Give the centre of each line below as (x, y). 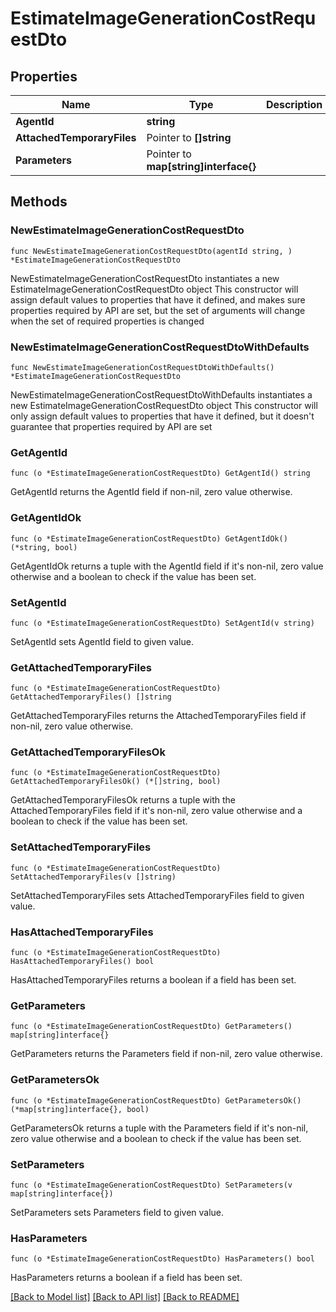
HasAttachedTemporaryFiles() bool (82, 962)
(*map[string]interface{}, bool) (80, 1109)
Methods (39, 202)
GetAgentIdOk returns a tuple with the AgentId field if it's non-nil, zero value (167, 566)
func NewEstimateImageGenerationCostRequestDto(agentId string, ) (151, 251)
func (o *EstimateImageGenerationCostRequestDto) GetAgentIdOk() (149, 538)
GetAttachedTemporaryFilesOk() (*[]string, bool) (116, 782)
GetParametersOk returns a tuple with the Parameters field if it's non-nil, (159, 1128)
